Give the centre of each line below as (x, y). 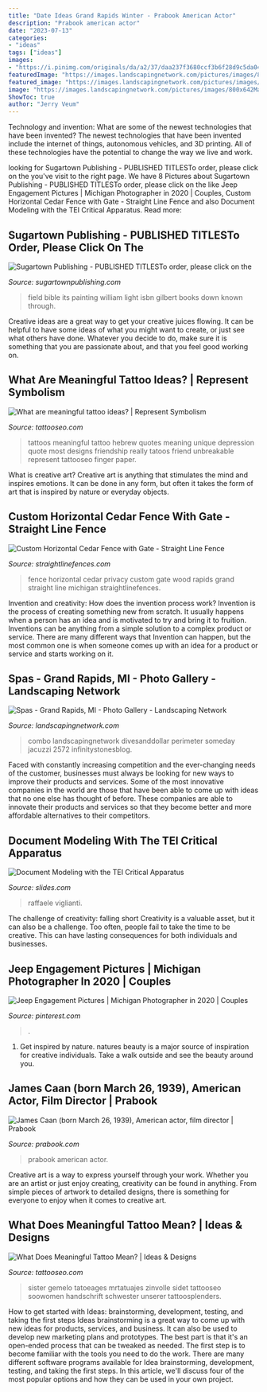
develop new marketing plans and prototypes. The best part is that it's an (128, 1336)
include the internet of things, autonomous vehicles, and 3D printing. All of (130, 144)
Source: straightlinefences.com (60, 564)
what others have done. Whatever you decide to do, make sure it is (118, 338)
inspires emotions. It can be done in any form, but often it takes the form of (131, 483)
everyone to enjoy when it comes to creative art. (87, 1200)
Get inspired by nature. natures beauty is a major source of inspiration (134, 1046)
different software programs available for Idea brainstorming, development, (131, 1362)
